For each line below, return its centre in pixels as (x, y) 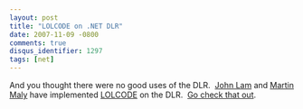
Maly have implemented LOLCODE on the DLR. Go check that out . (133, 95)
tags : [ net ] (32, 59)
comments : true (38, 43)
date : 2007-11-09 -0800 (54, 34)
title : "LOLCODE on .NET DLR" (66, 26)
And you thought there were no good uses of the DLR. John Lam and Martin (152, 85)
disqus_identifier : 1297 (56, 51)
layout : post (34, 18)
